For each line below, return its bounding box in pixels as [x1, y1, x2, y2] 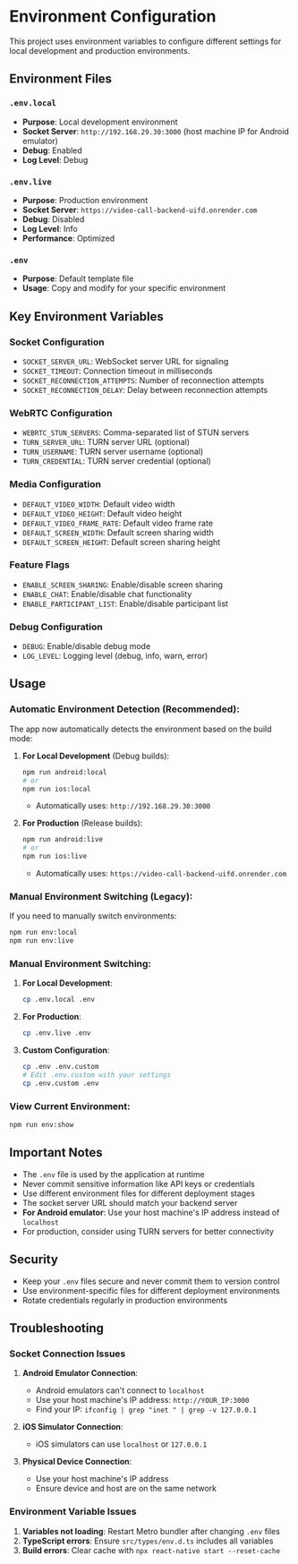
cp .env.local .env [21, 996, 96, 1004]
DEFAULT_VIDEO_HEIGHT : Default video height [21, 508, 183, 518]
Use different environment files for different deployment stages [21, 1188, 255, 1199]
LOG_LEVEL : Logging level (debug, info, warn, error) [21, 651, 209, 662]
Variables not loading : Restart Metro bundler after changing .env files [21, 1526, 280, 1536]
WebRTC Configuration [9, 406, 113, 419]
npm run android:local [21, 767, 107, 776]
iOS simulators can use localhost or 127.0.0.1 [35, 1439, 208, 1449]
